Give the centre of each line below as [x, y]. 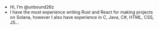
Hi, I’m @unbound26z [32, 7]
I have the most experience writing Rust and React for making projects [81, 12]
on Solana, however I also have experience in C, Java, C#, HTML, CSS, [82, 17]
